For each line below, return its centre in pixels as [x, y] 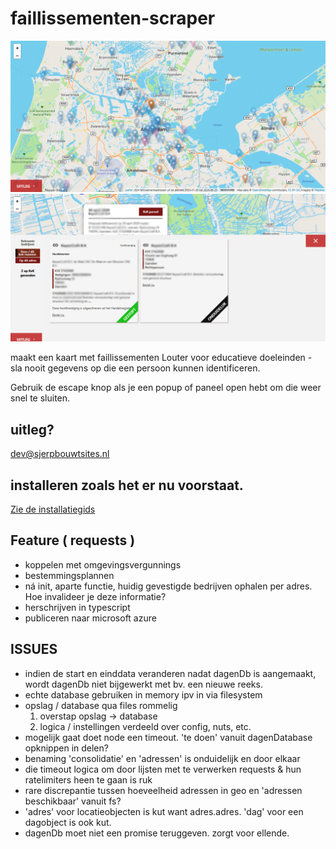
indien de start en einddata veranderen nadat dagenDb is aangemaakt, [170, 673]
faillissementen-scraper [113, 18]
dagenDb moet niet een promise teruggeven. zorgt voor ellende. [157, 833]
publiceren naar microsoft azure [90, 618]
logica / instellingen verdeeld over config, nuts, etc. [145, 726]
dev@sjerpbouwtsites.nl [60, 454]
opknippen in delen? [66, 748]
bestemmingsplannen [69, 575]
